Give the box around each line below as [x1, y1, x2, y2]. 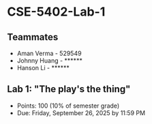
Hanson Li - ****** [16, 64, 70, 72]
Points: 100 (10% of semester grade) [16, 102, 120, 110]
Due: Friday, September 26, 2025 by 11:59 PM [16, 108, 145, 117]
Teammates [7, 31, 59, 43]
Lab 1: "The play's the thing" [7, 83, 131, 95]
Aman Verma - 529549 [16, 49, 82, 57]
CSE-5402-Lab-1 [7, 4, 106, 20]
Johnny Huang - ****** [16, 57, 83, 65]
